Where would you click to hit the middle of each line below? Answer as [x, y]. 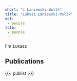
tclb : [10, 28]
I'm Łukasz [16, 46]
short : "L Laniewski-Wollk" [34, 10]
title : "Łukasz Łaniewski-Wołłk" [39, 14]
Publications [25, 61]
